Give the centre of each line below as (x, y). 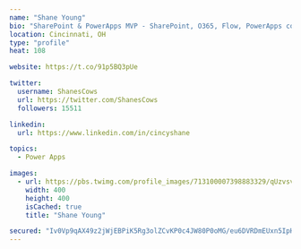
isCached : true (54, 207)
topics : (24, 149)
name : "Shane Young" (48, 17)
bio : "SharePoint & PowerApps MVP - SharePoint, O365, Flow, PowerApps (146, 26)
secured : (26, 231)
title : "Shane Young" (65, 215)
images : (24, 174)
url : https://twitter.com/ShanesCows (88, 99)
